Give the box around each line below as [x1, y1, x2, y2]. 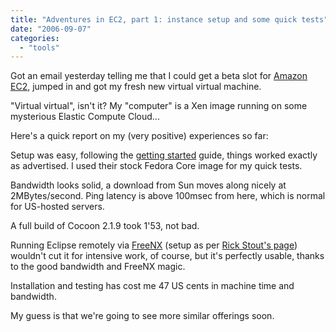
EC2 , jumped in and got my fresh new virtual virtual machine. [10, 81, 262, 93]
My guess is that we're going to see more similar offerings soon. [10, 310, 275, 322]
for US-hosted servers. [10, 201, 105, 213]
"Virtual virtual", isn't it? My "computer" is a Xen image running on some [10, 100, 308, 112]
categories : [10, 33, 60, 43]
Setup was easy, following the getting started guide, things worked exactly [10, 149, 318, 161]
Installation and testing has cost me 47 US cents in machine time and [10, 280, 295, 292]
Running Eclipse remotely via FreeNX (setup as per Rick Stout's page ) [10, 239, 298, 251]
